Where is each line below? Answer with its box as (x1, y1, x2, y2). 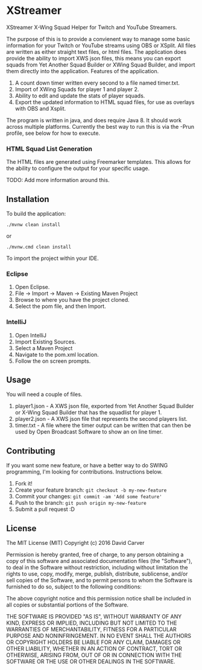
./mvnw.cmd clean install (6, 244, 71, 250)
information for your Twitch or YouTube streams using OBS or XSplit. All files (6, 42, 196, 49)
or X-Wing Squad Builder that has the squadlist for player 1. (14, 409, 162, 416)
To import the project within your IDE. (6, 255, 99, 262)
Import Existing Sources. (14, 338, 77, 345)
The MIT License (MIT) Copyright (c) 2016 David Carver (6, 539, 145, 547)
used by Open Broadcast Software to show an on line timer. (14, 428, 163, 435)
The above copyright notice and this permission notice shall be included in (6, 595, 191, 602)
